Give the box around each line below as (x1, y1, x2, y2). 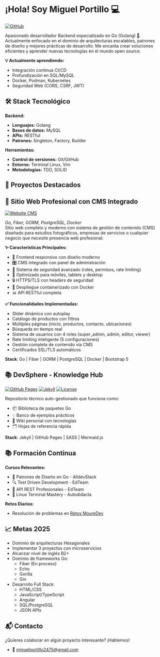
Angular (19, 597, 35, 603)
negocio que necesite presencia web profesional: (5, 235, 104, 241)
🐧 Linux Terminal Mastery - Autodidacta (12, 491, 92, 497)
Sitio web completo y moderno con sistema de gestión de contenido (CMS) (5, 224, 155, 231)
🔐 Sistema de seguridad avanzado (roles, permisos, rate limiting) (12, 267, 142, 272)
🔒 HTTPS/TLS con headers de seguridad (12, 277, 94, 283)
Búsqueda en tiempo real (12, 326, 63, 332)
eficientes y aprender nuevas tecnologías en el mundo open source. (5, 48, 141, 54)
